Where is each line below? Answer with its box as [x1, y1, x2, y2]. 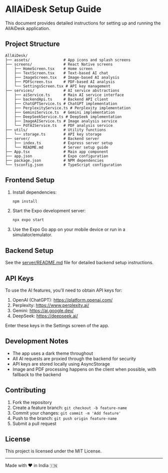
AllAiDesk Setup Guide [5, 3, 101, 15]
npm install [12, 199, 37, 204]
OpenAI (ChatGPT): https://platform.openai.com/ [12, 297, 113, 303]
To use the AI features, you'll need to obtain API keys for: [5, 287, 122, 293]
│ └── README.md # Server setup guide [5, 145, 108, 150]
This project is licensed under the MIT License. [5, 448, 102, 454]
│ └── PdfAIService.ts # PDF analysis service [5, 123, 113, 128]
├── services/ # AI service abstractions [5, 88, 120, 93]
